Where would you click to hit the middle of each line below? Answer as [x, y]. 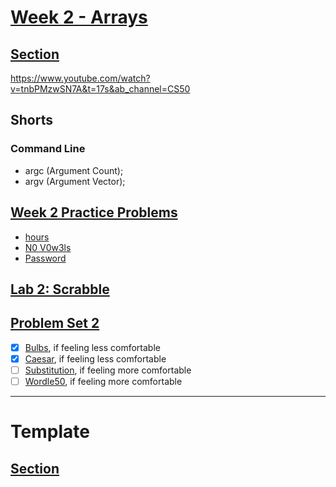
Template [50, 432]
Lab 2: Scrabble [60, 289]
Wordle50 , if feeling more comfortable [103, 381]
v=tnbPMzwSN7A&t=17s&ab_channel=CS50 [100, 89]
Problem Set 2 [55, 323]
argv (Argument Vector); [75, 181]
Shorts [31, 120]
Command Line [48, 149]
